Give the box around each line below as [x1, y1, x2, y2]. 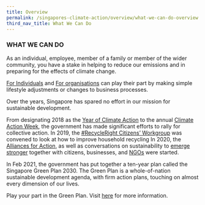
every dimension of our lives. [6, 180, 80, 187]
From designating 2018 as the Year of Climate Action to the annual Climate [6, 116, 194, 123]
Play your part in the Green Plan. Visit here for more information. [6, 192, 168, 199]
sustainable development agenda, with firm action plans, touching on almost [6, 173, 199, 181]
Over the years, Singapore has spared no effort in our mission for [6, 97, 171, 105]
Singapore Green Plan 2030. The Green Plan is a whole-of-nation [6, 166, 171, 174]
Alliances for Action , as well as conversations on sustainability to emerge [6, 142, 190, 149]
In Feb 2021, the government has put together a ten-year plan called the [6, 160, 188, 168]
